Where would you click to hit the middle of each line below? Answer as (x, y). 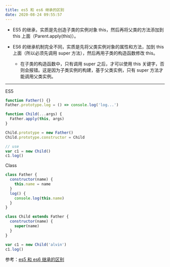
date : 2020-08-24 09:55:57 (34, 15)
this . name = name (33, 184)
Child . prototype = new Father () (39, 132)
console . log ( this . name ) (39, 198)
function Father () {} (28, 100)
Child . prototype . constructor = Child (45, 137)
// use (12, 146)
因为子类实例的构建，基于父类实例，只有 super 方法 (105, 70)
